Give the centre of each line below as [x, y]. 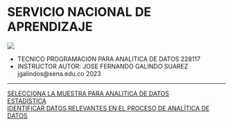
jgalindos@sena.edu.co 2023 [59, 73]
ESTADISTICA [27, 100]
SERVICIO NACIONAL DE [79, 12]
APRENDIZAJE [50, 27]
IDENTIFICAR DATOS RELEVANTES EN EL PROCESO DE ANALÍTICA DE [109, 108]
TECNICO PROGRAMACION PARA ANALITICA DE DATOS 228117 [109, 59]
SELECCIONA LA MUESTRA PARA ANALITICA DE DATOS [88, 93]
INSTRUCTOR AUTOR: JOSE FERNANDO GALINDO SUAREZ [103, 66]
